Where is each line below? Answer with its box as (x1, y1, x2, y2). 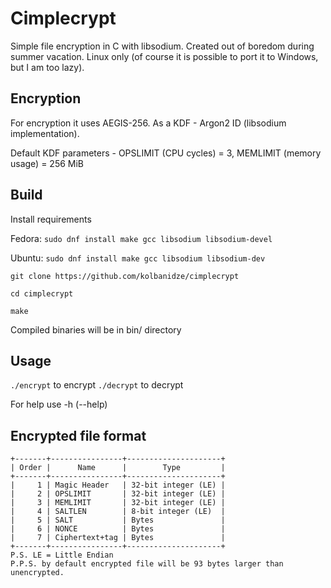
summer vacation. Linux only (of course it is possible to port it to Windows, (10, 50, 319, 62)
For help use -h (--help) (10, 398, 108, 411)
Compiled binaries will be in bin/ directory (10, 323, 182, 336)
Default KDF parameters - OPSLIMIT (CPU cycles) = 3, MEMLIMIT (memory (10, 147, 322, 159)
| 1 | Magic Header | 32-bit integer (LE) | (10, 480, 226, 491)
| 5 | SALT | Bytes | (10, 515, 226, 526)
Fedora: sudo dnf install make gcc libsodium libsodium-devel (10, 232, 273, 244)
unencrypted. (10, 568, 65, 578)
